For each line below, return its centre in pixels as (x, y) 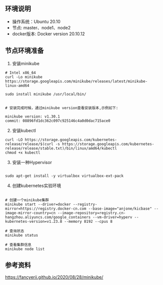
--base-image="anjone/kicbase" (120, 209)
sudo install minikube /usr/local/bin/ (46, 94)
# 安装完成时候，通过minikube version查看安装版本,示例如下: (62, 108)
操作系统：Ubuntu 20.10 (36, 22)
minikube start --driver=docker (38, 204)
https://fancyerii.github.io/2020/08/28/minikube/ (54, 277)
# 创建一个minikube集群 (27, 200)
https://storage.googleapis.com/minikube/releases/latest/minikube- (76, 81)
